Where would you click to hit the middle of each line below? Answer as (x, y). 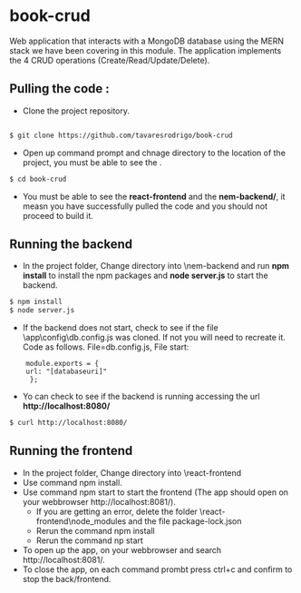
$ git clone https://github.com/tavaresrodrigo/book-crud (121, 135)
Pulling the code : (60, 89)
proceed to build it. (58, 215)
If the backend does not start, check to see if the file (121, 328)
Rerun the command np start (89, 540)
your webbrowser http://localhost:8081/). (99, 501)
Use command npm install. (72, 482)
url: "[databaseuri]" (66, 372)
